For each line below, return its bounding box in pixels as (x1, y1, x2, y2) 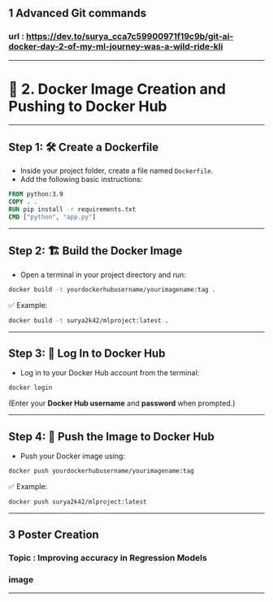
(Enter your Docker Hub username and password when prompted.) (8, 398, 236, 409)
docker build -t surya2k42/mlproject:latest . (8, 316, 169, 324)
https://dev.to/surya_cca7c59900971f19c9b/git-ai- (25, 31, 234, 42)
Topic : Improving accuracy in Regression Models (8, 552, 207, 564)
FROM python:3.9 (8, 190, 63, 198)
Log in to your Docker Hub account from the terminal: (19, 368, 200, 378)
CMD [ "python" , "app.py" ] (8, 213, 96, 222)
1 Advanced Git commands (8, 6, 147, 20)
